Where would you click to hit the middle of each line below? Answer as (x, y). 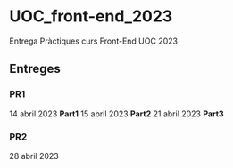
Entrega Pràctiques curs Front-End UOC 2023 (94, 41)
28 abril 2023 (34, 156)
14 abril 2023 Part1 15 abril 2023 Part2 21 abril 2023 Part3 (117, 114)
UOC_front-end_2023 (91, 16)
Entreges (35, 69)
